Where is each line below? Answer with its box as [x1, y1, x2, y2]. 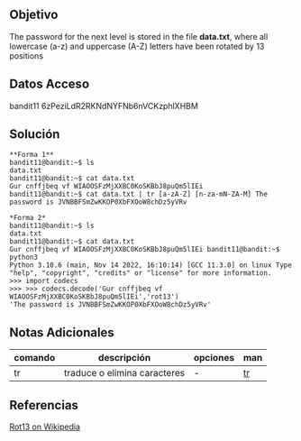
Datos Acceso [9, 77, 90, 92]
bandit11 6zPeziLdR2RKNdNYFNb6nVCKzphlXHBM [9, 100, 198, 111]
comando [14, 352, 56, 364]
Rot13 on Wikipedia [9, 421, 81, 432]
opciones [193, 352, 235, 364]
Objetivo [9, 7, 59, 23]
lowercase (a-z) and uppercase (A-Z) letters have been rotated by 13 [9, 41, 265, 51]
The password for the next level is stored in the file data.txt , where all [9, 31, 269, 41]
